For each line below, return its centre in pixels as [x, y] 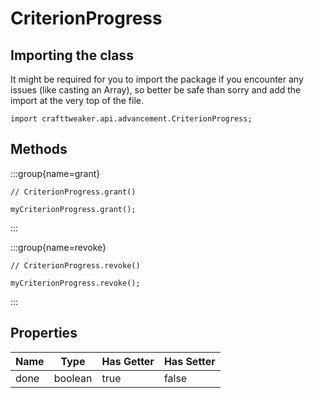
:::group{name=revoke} [58, 247]
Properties [44, 333]
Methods [39, 149]
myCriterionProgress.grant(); [73, 209]
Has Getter [128, 361]
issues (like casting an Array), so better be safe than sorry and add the [156, 90]
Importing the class [72, 55]
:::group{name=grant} [55, 173]
